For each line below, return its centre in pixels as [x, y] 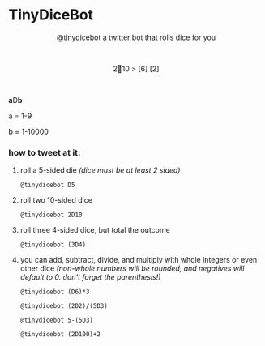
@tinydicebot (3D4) [53, 245]
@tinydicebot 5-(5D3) [56, 320]
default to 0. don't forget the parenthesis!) [90, 277]
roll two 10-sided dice [56, 200]
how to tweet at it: [45, 152]
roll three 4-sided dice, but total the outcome [95, 230]
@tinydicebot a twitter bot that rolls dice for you [136, 37]
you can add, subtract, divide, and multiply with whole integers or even [139, 260]
